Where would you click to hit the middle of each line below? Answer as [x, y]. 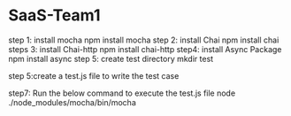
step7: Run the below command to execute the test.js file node [122, 93]
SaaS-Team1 [54, 15]
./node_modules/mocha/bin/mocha [72, 102]
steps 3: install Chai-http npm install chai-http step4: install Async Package [145, 49]
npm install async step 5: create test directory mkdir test [111, 58]
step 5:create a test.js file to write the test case [94, 75]
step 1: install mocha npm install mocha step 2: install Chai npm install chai [144, 40]
